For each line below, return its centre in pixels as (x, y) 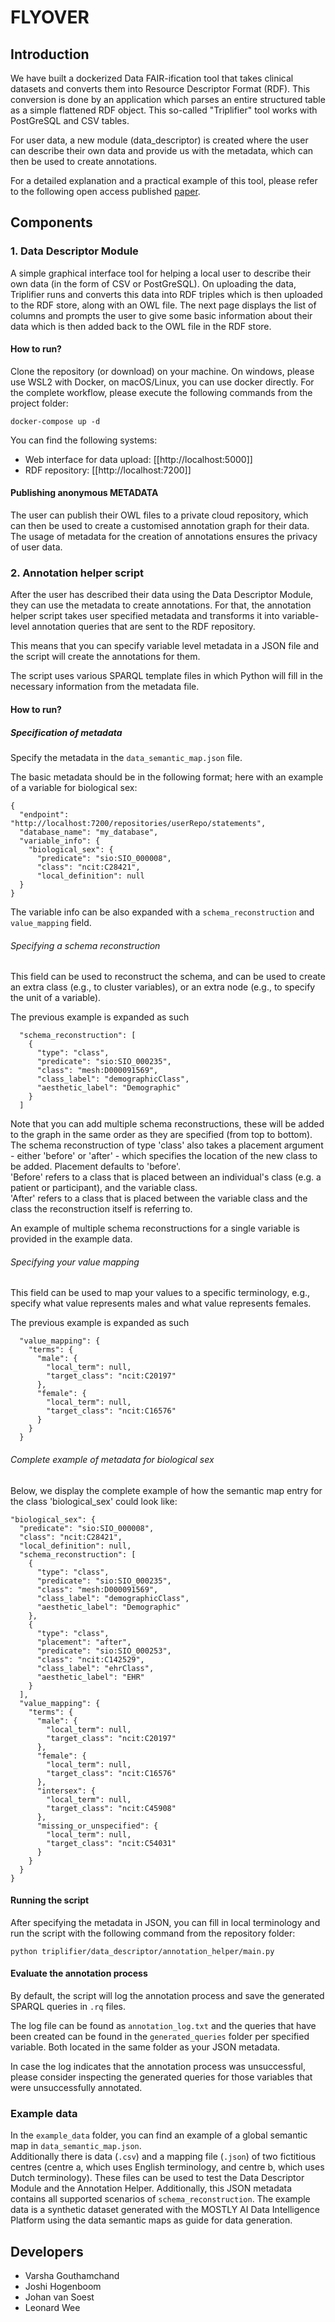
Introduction (50, 54)
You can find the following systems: (84, 440)
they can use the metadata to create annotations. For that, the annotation (161, 605)
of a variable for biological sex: (74, 787)
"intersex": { (66, 1791)
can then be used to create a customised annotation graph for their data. (160, 526)
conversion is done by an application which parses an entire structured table (168, 99)
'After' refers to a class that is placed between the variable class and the (159, 1198)
